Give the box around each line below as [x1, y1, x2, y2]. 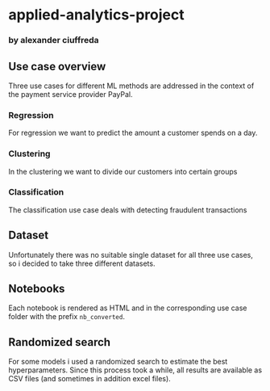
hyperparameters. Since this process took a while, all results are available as [8, 365, 263, 375]
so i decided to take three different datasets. [8, 259, 156, 268]
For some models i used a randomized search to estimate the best [8, 357, 228, 367]
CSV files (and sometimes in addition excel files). [8, 374, 171, 384]
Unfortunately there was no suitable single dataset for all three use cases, [8, 250, 254, 259]
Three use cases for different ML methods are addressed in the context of [8, 81, 255, 90]
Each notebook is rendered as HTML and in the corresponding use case [8, 303, 247, 313]
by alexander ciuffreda [8, 35, 99, 46]
